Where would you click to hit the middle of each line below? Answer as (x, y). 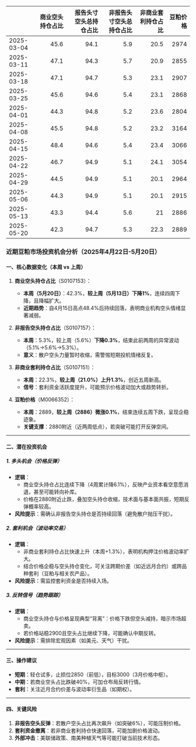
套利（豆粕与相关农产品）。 (60, 573)
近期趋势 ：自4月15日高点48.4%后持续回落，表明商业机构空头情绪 (102, 308)
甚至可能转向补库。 (57, 492)
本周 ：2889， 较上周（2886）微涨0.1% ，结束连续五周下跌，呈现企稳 (106, 412)
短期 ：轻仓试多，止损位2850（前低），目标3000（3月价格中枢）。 (92, 674)
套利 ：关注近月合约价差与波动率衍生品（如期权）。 (75, 689)
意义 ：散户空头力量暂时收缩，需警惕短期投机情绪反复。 (90, 355)
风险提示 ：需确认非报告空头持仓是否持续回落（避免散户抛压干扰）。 (95, 514)
